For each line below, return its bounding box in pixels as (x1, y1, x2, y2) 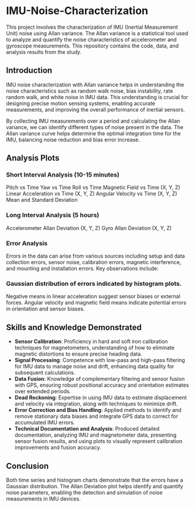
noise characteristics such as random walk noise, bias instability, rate (6, 87, 173, 94)
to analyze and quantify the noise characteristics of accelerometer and (6, 36, 177, 43)
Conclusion (6, 461, 49, 471)
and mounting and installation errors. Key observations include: (6, 265, 159, 272)
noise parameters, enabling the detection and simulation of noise (6, 489, 163, 496)
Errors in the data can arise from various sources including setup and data (6, 252, 186, 259)
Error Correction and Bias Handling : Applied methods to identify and (14, 407, 182, 414)
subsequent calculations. (14, 369, 76, 376)
